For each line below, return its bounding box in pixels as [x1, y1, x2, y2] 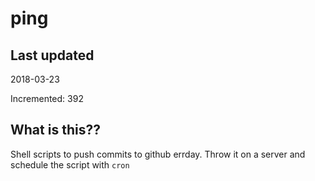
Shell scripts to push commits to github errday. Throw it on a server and [10, 148, 306, 160]
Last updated [10, 47, 95, 64]
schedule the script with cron [10, 158, 130, 171]
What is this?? [10, 122, 101, 139]
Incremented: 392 [10, 93, 84, 104]
